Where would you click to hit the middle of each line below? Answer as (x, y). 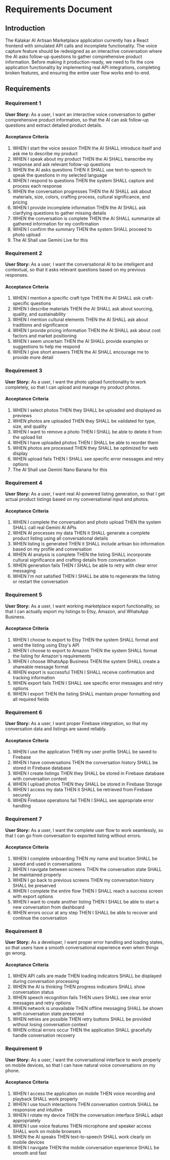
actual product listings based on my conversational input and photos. (77, 499)
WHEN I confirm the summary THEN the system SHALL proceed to (82, 229)
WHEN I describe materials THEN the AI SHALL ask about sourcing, (83, 309)
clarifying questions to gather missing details (59, 213)
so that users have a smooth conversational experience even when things (82, 948)
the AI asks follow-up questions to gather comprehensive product (74, 56)
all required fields (31, 699)
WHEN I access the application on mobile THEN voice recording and (84, 1093)
